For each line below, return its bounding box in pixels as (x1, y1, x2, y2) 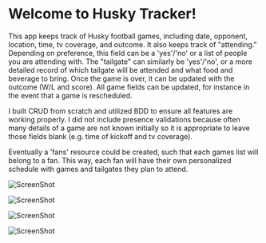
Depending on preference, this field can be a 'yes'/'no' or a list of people (8, 48, 248, 58)
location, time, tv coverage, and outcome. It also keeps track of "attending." (8, 39, 257, 49)
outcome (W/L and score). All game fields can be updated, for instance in (8, 82, 250, 92)
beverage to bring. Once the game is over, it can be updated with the (8, 74, 235, 83)
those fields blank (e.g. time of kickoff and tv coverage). (8, 131, 193, 141)
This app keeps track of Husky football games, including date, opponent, (8, 31, 248, 41)
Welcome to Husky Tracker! (8, 5, 197, 23)
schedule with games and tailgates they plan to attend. (8, 164, 189, 173)
